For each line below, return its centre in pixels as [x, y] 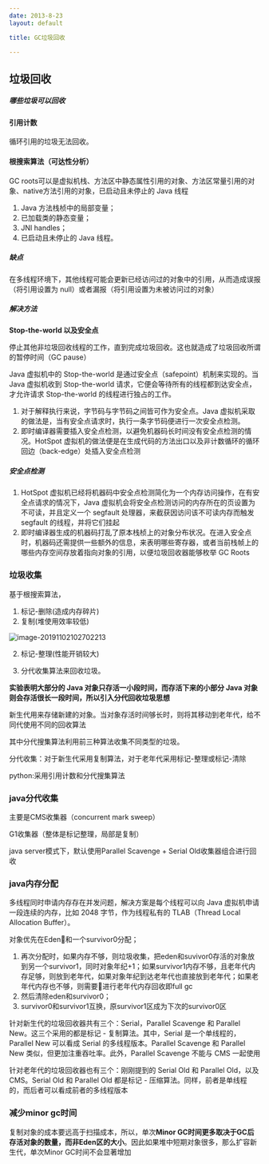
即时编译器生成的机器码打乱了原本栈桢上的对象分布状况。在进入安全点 [136, 533]
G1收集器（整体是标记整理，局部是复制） [76, 834]
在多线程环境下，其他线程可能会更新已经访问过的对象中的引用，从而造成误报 [135, 279]
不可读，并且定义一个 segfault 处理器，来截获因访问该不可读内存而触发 [137, 513]
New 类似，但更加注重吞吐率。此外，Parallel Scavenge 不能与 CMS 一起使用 [135, 1053]
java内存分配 [34, 884]
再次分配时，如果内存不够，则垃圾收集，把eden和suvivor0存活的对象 [134, 956]
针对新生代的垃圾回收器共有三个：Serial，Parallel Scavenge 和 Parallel [125, 1023]
